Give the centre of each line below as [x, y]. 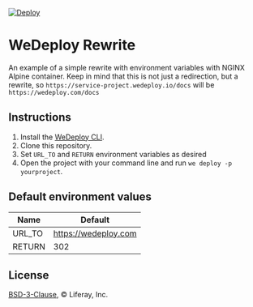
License [29, 275]
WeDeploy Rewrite [72, 45]
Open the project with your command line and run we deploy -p [126, 163]
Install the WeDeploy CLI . [62, 137]
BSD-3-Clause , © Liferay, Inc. [58, 295]
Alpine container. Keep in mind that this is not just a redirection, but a [123, 76]
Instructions [40, 117]
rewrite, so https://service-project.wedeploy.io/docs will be [111, 84]
